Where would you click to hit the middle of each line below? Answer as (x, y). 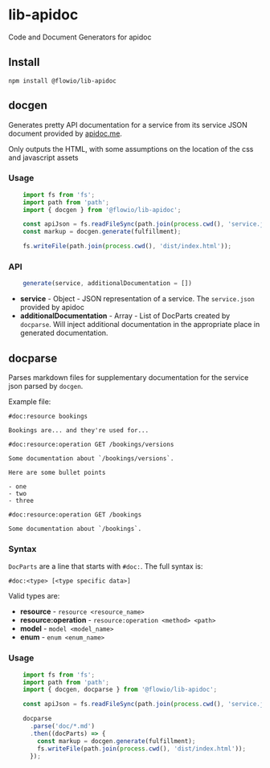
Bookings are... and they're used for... (79, 431)
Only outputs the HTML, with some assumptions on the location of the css (131, 149)
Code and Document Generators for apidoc (80, 37)
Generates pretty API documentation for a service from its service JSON (128, 125)
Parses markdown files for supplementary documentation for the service (129, 378)
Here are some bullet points (57, 473)
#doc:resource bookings (48, 417)
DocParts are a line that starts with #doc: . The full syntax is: (106, 566)
